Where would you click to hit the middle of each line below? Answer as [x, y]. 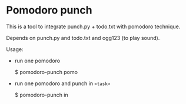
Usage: [15, 49]
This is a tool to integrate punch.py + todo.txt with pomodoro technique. [93, 26]
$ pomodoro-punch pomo [46, 72]
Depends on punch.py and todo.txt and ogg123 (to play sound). [83, 38]
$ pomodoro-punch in [41, 95]
